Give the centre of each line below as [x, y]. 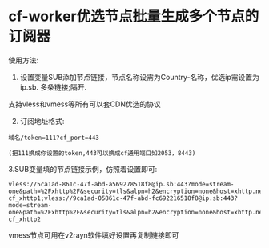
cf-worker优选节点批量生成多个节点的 [134, 16]
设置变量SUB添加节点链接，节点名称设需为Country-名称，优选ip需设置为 [140, 77]
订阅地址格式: [42, 121]
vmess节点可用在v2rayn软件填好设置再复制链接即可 [94, 235]
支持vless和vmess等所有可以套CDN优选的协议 [85, 104]
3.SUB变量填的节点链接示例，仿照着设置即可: [83, 169]
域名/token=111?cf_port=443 [54, 138]
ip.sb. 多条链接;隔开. [53, 87]
